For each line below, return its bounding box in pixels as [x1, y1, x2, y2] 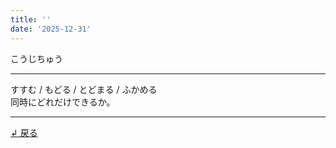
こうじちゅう [10, 52, 63, 65]
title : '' [10, 14, 52, 25]
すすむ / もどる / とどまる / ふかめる [10, 83, 158, 95]
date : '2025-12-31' [10, 24, 92, 34]
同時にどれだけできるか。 [10, 96, 116, 108]
